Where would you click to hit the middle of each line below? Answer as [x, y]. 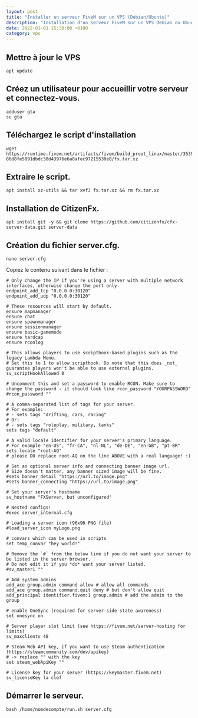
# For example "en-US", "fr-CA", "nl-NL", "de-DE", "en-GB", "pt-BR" [93, 446]
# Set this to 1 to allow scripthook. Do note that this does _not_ [92, 363]
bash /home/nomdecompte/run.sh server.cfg [59, 709]
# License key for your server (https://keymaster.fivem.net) [84, 673]
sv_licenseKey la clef [34, 678]
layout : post [22, 11]
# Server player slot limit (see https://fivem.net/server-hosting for [96, 626]
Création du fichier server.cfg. [63, 245]
